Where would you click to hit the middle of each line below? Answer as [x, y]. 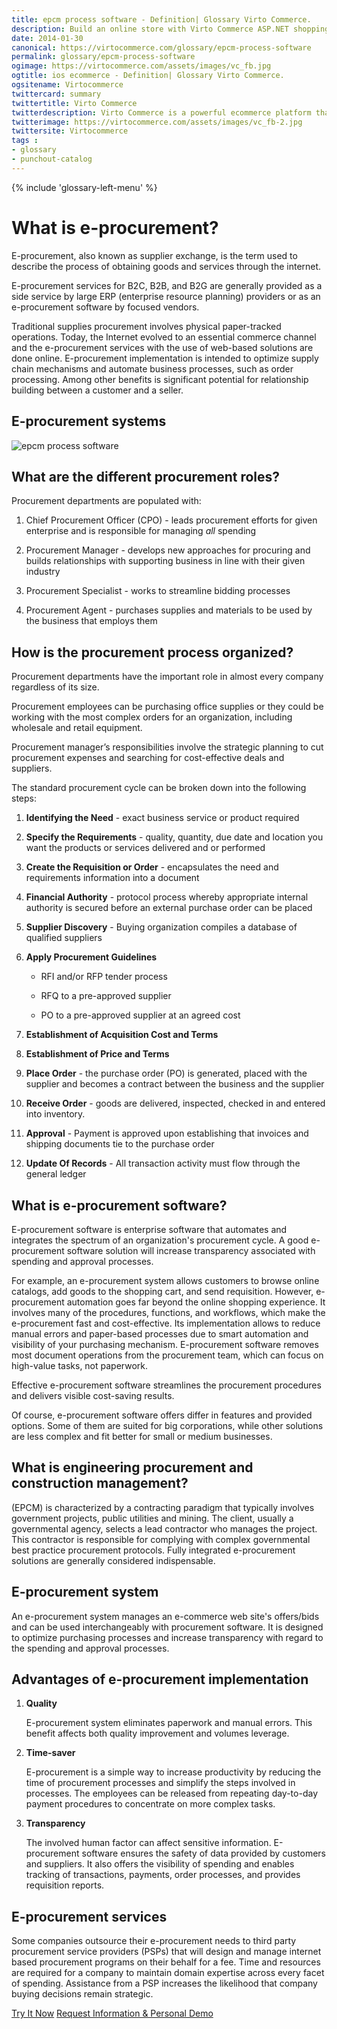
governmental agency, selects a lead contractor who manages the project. [164, 1528]
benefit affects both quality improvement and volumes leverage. [157, 1733]
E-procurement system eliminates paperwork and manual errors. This [169, 1723]
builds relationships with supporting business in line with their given [165, 561]
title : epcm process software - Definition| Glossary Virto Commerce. [161, 19]
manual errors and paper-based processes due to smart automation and [160, 1333]
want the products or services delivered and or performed [145, 848]
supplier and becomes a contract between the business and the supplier [175, 1084]
